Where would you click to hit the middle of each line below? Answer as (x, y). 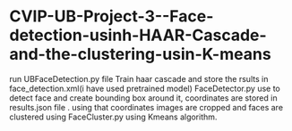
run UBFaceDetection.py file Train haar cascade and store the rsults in (139, 78)
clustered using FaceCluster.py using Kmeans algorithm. (113, 117)
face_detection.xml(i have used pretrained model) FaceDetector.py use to (145, 88)
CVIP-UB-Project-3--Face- (112, 16)
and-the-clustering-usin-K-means (140, 54)
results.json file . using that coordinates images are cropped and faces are (146, 107)
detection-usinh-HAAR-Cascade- (138, 35)
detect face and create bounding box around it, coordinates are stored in (143, 98)
